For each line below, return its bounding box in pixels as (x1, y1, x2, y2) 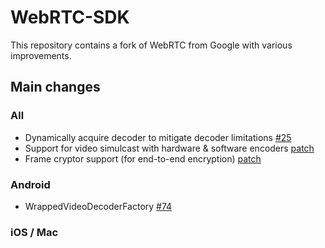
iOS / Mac (10, 225, 59, 239)
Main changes (10, 79, 101, 96)
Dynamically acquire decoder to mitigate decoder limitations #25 (24, 131, 292, 143)
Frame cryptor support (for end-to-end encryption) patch (24, 152, 262, 165)
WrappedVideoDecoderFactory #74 (24, 200, 173, 212)
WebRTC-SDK (10, 6, 130, 29)
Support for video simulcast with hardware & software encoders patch (24, 142, 315, 154)
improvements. (10, 49, 72, 61)
